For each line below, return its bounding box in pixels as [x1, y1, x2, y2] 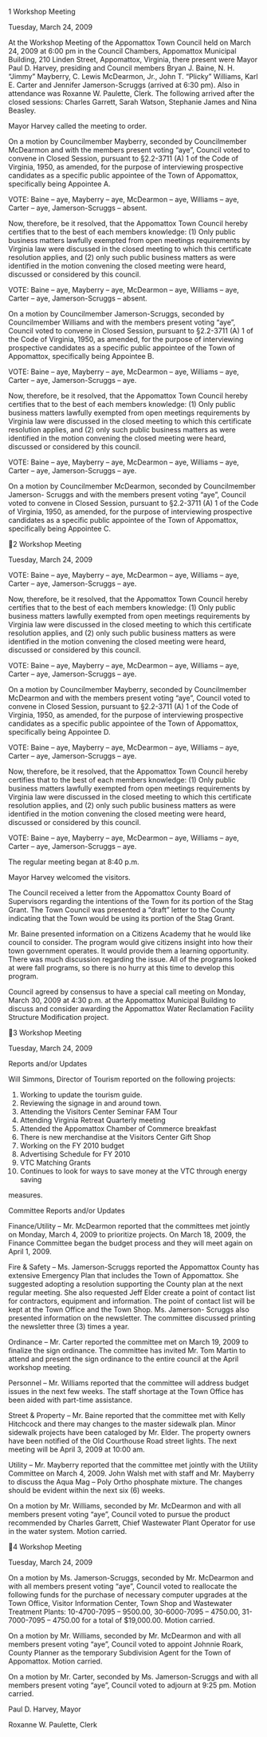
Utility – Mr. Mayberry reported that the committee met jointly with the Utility [8, 1460, 258, 1469]
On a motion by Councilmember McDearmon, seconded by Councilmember [8, 481, 257, 491]
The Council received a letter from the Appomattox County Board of [8, 888, 231, 898]
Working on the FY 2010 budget [19, 1141, 125, 1150]
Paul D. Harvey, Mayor [8, 1704, 81, 1714]
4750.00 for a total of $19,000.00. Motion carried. [52, 1615, 215, 1625]
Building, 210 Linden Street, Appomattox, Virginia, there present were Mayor [8, 55, 257, 64]
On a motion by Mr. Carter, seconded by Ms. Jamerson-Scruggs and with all [8, 1672, 259, 1681]
